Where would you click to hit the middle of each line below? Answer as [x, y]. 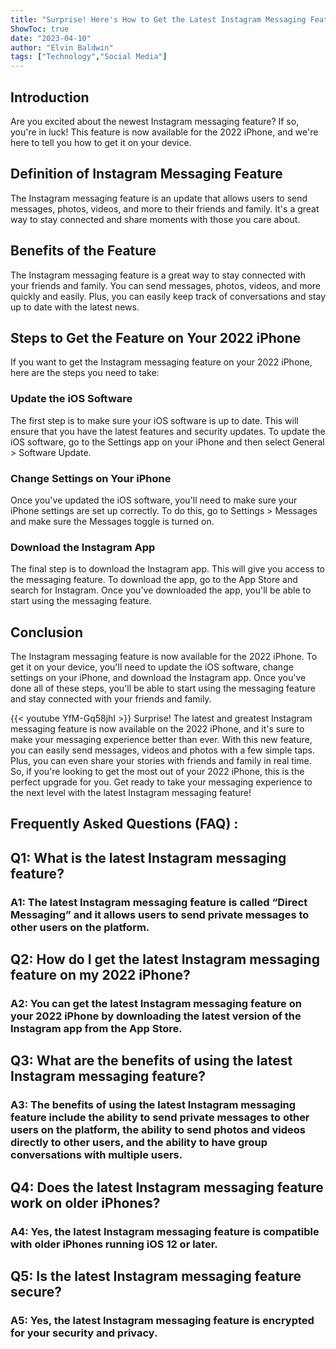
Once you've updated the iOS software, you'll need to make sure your [154, 500]
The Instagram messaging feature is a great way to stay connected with [158, 275]
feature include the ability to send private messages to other [160, 1118]
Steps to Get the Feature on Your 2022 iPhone [156, 337]
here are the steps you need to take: [85, 373]
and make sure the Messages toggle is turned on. [112, 521]
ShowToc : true [40, 29]
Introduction [50, 97]
